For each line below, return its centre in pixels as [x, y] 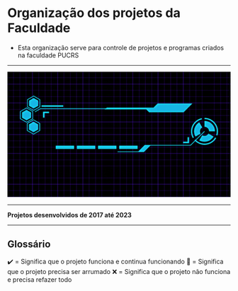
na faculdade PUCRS [48, 55]
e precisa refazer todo [40, 280]
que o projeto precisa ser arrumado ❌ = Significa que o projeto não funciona [119, 272]
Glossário [29, 244]
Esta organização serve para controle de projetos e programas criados [121, 47]
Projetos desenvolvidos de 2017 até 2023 [70, 215]
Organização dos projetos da [94, 13]
